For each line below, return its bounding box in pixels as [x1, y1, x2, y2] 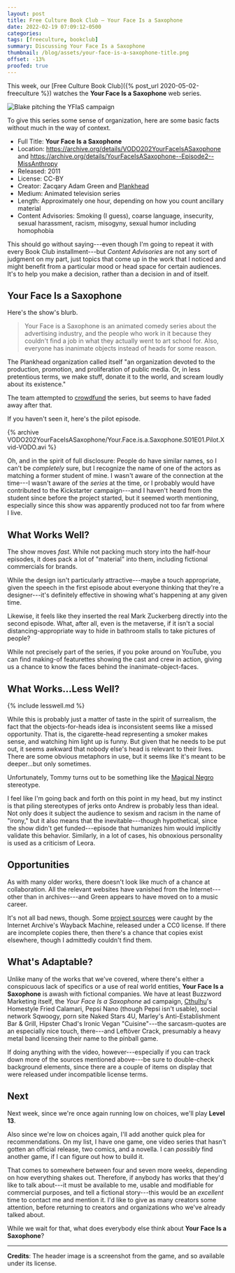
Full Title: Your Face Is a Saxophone [17, 137, 122, 146]
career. [7, 900, 28, 908]
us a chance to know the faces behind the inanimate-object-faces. [7, 663, 199, 671]
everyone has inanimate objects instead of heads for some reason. [24, 344, 217, 353]
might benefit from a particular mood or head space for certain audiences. [7, 262, 222, 270]
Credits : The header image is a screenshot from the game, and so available [7, 1251, 225, 1260]
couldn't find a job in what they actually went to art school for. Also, [24, 337, 219, 345]
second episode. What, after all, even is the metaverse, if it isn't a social [7, 619, 215, 628]
